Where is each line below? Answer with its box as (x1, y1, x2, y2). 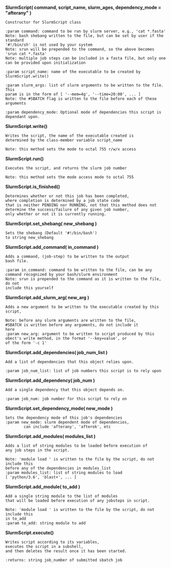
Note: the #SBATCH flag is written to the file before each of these (5, 96, 157, 101)
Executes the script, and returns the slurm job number (5, 166, 127, 171)
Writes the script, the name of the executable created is (5, 133, 134, 138)
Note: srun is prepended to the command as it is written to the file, (5, 277, 161, 282)
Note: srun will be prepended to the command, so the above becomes (5, 47, 155, 52)
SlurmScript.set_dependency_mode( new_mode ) (5, 406, 113, 411)
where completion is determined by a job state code (5, 198, 120, 203)
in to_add (5, 516, 27, 521)
